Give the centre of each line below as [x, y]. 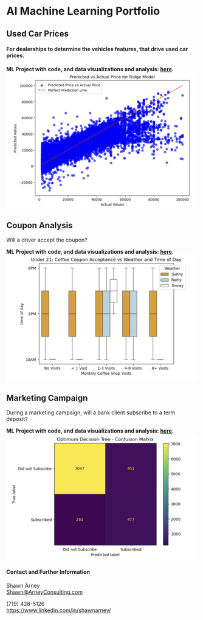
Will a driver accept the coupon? [47, 240]
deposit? [17, 419]
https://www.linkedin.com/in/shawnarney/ [59, 610]
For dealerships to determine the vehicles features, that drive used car [97, 49]
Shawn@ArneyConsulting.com [45, 592]
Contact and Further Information [48, 572]
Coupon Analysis [40, 225]
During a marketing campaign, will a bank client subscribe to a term [91, 413]
